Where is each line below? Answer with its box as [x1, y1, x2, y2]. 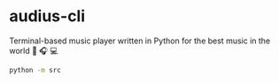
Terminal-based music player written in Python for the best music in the [9, 35, 271, 46]
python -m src [9, 65, 62, 74]
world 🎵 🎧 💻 [9, 45, 58, 56]
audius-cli [9, 6, 86, 26]
